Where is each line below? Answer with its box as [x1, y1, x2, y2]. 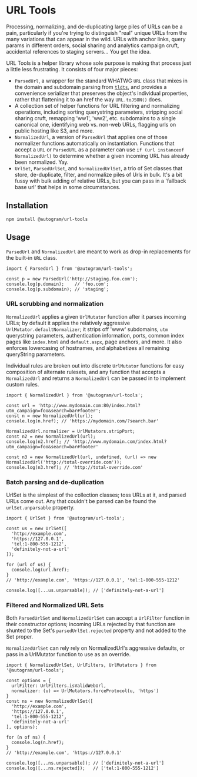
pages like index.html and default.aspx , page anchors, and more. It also [6, 338, 182, 345]
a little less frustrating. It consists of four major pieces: [6, 65, 138, 72]
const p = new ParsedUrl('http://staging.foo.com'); [6, 276, 138, 282]
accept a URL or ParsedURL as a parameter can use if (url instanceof [14, 146, 184, 153]
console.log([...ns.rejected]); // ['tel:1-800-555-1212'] [6, 765, 159, 772]
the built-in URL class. [6, 254, 58, 261]
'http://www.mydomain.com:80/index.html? [37, 402, 141, 408]
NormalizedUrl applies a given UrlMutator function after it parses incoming [6, 313, 186, 320]
